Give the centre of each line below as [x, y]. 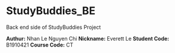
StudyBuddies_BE [51, 11]
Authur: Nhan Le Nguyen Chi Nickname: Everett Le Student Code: [88, 38]
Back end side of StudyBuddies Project [54, 27]
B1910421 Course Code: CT [40, 45]
